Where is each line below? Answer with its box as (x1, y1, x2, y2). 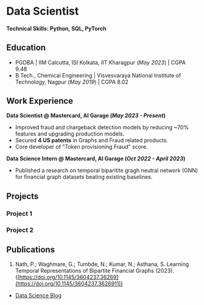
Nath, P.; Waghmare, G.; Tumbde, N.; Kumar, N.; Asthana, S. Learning (15, 260, 189, 268)
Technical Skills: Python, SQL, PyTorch (6, 24, 107, 32)
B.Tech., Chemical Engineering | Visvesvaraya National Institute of (15, 71, 181, 79)
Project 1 (6, 209, 32, 218)
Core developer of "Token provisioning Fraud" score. (15, 143, 148, 151)
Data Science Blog (15, 292, 62, 300)
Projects (6, 191, 39, 201)
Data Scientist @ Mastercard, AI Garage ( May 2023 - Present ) (6, 112, 166, 120)
